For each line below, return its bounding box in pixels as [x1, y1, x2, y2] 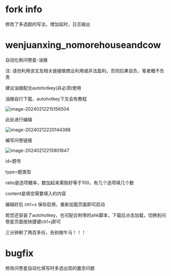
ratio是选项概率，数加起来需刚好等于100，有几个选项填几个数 [5, 180, 134, 186]
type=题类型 [5, 168, 32, 174]
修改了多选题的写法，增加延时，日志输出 [5, 21, 90, 27]
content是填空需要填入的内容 [5, 190, 66, 196]
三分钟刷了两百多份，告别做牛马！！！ [5, 229, 86, 235]
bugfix [5, 247, 34, 259]
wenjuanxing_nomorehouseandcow [5, 39, 161, 51]
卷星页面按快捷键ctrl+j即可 [5, 218, 61, 224]
